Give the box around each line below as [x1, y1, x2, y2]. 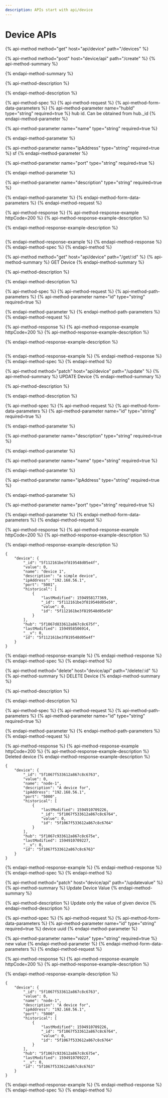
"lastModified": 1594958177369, [41, 595, 109, 600]
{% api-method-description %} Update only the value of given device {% [5, 900, 156, 906]
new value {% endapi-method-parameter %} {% [5, 940, 105, 947]
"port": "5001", [23, 582, 57, 587]
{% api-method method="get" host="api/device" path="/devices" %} [5, 46, 149, 52]
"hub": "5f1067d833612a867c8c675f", [23, 621, 100, 627]
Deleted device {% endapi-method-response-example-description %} [5, 753, 150, 759]
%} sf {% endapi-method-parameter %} [5, 150, 88, 156]
